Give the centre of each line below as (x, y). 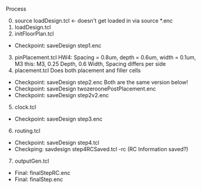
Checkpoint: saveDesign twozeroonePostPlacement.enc (85, 89)
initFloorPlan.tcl (34, 34)
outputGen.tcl (32, 161)
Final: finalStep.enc (39, 179)
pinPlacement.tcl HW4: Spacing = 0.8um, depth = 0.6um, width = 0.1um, (105, 57)
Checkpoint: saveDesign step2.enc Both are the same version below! (101, 82)
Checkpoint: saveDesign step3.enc (59, 119)
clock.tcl (25, 107)
